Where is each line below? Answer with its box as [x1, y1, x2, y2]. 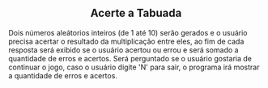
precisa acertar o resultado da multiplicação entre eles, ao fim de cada [8, 36, 245, 46]
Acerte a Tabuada [90, 6, 182, 20]
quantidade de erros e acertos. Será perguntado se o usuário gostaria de [8, 53, 253, 63]
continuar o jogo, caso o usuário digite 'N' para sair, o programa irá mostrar [8, 62, 260, 72]
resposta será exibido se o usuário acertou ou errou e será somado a [8, 44, 239, 55]
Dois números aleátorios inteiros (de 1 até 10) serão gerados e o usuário [8, 27, 248, 37]
